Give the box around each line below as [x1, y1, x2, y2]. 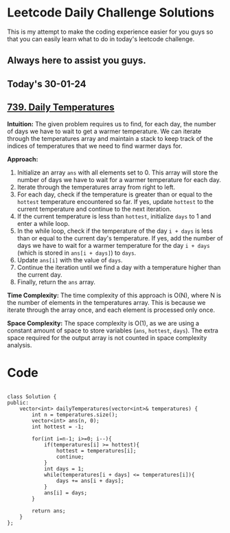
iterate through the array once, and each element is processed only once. [7, 306, 215, 314]
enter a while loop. [16, 219, 70, 227]
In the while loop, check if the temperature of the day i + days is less [16, 227, 214, 235]
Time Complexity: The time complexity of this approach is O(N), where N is [7, 291, 222, 299]
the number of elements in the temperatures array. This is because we [7, 298, 206, 306]
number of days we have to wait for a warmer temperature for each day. [16, 175, 222, 183]
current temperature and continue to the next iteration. [16, 205, 172, 213]
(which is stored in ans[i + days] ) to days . [16, 249, 137, 257]
